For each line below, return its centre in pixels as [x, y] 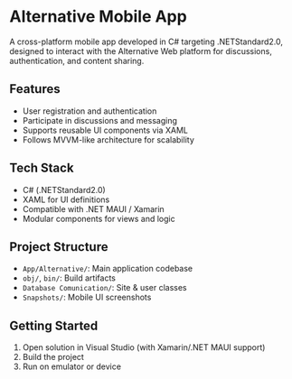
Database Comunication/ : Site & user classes [104, 288]
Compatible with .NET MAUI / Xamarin [93, 208]
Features [35, 89]
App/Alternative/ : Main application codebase [108, 269]
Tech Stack [42, 168]
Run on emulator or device [72, 366]
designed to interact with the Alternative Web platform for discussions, [141, 51]
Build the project [53, 357]
